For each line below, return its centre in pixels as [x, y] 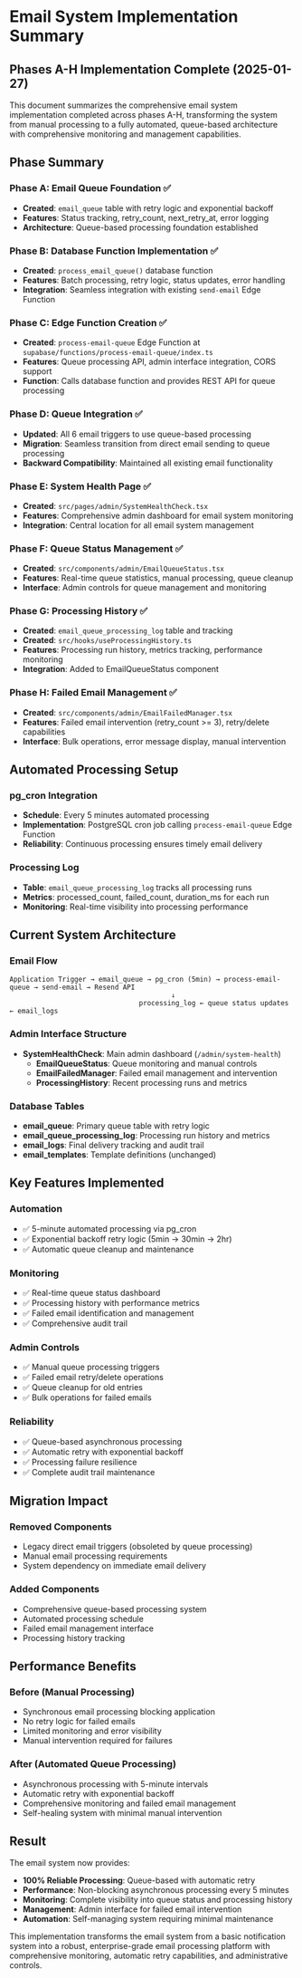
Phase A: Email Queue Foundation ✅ [90, 188]
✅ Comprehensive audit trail [75, 1323]
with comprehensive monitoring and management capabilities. [125, 134]
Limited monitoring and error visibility [92, 1731]
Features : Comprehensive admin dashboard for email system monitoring [158, 515]
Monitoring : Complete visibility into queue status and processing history [157, 1900]
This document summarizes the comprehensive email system [123, 105]
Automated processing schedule [83, 1618]
